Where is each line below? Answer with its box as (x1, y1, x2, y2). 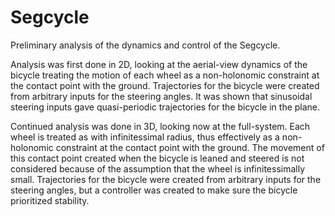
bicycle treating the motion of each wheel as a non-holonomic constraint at (10, 69, 320, 81)
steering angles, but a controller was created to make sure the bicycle (10, 184, 298, 196)
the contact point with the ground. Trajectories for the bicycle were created (10, 79, 320, 91)
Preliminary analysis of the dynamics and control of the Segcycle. (10, 39, 281, 51)
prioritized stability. (10, 194, 90, 206)
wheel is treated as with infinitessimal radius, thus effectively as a (10, 131, 280, 143)
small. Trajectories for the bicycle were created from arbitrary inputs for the (10, 173, 322, 185)
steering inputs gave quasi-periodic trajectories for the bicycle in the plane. (10, 101, 321, 113)
